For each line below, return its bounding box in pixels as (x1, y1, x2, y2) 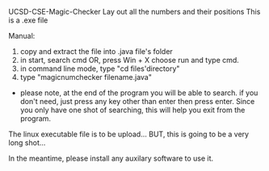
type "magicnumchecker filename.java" (19, 73, 152, 81)
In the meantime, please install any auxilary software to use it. (8, 153, 214, 163)
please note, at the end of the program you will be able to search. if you (19, 88, 258, 98)
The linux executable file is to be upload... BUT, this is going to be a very (8, 129, 249, 139)
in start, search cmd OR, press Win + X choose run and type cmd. (19, 56, 240, 65)
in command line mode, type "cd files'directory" (19, 64, 180, 73)
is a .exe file (8, 15, 48, 25)
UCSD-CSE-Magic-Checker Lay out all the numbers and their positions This (8, 7, 261, 16)
